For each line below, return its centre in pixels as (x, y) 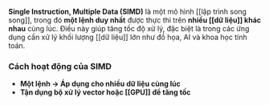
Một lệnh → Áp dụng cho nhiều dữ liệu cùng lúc (100, 84)
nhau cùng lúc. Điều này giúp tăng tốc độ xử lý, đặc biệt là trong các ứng (129, 28)
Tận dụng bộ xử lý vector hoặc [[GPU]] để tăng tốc (105, 92)
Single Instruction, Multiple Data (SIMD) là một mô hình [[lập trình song (128, 12)
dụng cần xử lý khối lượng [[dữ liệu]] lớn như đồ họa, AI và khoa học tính (128, 37)
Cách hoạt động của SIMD (60, 66)
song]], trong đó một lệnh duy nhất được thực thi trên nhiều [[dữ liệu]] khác (135, 20)
